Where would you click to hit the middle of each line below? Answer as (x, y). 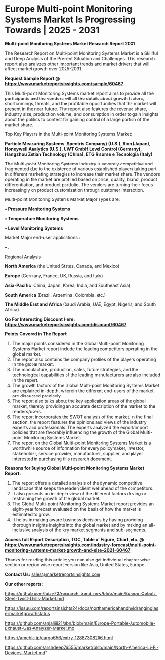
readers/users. (27, 411)
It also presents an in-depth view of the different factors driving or (79, 493)
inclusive (21, 530)
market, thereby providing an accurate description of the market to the (84, 406)
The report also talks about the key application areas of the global (79, 401)
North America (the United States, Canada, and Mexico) (62, 266)
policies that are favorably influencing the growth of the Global (76, 432)
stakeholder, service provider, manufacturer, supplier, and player (78, 453)
